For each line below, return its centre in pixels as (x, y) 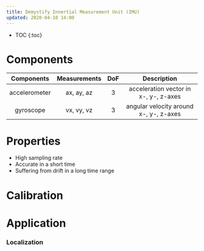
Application (36, 223)
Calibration (35, 195)
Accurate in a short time (45, 164)
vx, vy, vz (79, 110)
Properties (33, 141)
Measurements (79, 78)
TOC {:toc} (29, 35)
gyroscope (30, 110)
